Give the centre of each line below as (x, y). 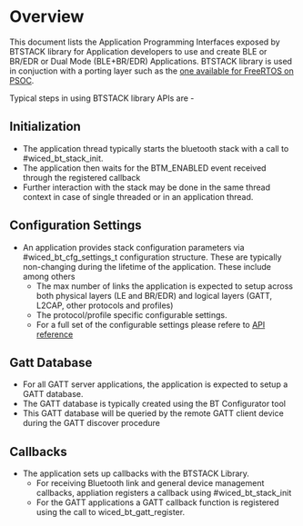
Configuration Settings (76, 226)
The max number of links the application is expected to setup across (165, 286)
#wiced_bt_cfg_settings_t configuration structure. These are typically (152, 257)
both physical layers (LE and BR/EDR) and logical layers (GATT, (154, 295)
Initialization (45, 127)
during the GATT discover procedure (91, 423)
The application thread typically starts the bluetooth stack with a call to (156, 148)
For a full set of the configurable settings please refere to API (151, 324)
